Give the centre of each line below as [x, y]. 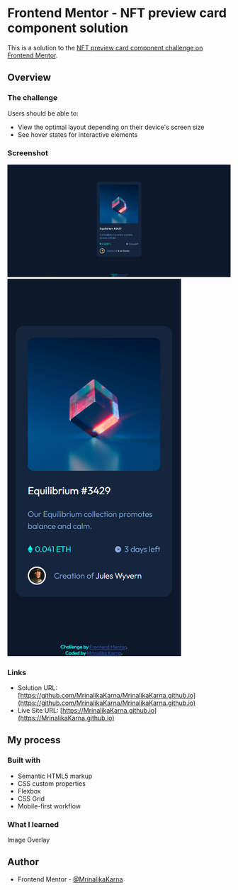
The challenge [33, 98]
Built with [24, 760]
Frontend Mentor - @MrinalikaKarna [70, 879]
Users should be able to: [43, 113]
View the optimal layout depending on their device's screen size [111, 127]
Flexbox [29, 791]
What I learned [33, 824]
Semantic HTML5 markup [55, 776]
